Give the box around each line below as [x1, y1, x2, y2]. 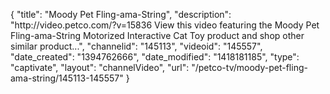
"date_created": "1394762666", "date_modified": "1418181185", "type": [10, 51, 300, 63]
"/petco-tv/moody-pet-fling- [191, 62, 308, 73]
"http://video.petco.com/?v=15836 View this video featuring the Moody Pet [10, 19, 320, 31]
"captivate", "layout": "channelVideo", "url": [10, 62, 190, 73]
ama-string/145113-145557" [10, 72, 124, 84]
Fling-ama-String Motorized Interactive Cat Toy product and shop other [10, 30, 305, 41]
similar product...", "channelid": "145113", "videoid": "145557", [10, 40, 263, 52]
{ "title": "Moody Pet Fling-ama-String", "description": [10, 9, 232, 20]
